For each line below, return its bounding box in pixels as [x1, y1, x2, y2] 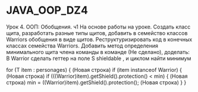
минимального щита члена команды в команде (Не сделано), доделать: [6, 48, 190, 55]
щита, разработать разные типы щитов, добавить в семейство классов [6, 29, 188, 36]
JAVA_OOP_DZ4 [6, 4, 88, 17]
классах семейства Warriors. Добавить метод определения [6, 42, 159, 49]
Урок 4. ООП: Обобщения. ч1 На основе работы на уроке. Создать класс [6, 23, 191, 30]
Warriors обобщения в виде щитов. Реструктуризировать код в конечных [6, 36, 193, 43]
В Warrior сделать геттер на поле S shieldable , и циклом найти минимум [6, 55, 191, 62]
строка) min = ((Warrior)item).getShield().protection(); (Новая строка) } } [6, 78, 187, 86]
